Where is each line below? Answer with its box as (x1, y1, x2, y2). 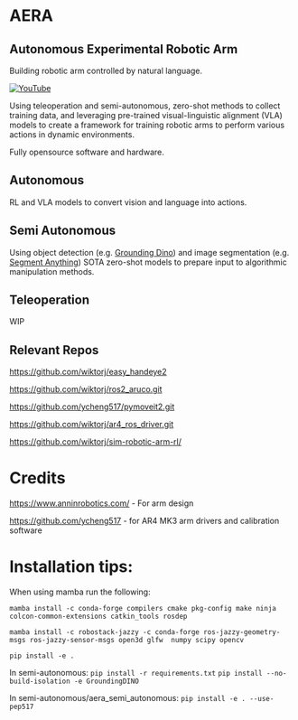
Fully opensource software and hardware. (9, 146, 164, 157)
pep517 (9, 702, 34, 712)
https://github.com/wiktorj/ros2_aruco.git (9, 384, 163, 395)
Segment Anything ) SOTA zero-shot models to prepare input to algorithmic (9, 257, 287, 267)
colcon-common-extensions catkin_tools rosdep (9, 612, 188, 622)
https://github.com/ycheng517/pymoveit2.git (9, 401, 175, 412)
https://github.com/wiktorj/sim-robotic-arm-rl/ (9, 436, 182, 447)
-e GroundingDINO (73, 677, 140, 687)
